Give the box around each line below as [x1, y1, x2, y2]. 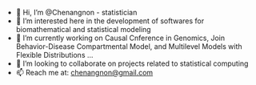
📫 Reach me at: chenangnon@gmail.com [15, 68, 154, 77]
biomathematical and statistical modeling [15, 25, 151, 34]
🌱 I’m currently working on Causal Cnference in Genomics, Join [15, 33, 226, 42]
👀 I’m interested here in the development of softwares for [15, 16, 205, 26]
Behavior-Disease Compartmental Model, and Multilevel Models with [15, 42, 242, 51]
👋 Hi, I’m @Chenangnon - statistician [15, 8, 138, 17]
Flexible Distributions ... [15, 51, 94, 59]
